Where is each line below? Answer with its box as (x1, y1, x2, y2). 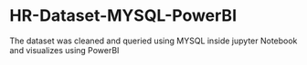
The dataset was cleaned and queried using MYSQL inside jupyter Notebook (9, 35, 298, 46)
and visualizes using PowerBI (9, 44, 120, 55)
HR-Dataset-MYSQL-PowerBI (9, 5, 238, 26)
